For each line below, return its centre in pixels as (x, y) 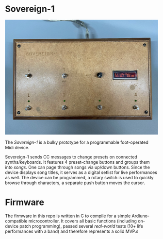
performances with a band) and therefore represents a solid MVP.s (72, 231)
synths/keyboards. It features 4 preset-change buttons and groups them (77, 162)
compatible (16, 221)
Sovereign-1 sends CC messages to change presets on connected (71, 157)
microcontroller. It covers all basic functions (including (83, 221)
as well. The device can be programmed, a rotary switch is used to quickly (79, 177)
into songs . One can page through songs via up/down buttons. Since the (78, 167)
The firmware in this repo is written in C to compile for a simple (68, 216)
